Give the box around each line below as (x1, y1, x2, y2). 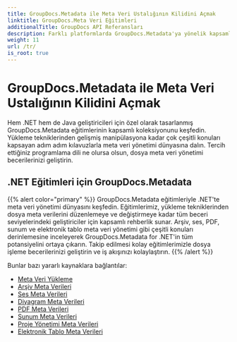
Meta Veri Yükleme (17, 274, 73, 283)
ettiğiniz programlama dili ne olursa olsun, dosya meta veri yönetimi (7, 148, 203, 157)
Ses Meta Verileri (17, 290, 68, 298)
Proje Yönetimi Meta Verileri (17, 319, 99, 328)
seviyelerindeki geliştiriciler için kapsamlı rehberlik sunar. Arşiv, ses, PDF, (7, 217, 220, 226)
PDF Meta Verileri (17, 305, 69, 313)
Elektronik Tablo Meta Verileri (17, 327, 104, 336)
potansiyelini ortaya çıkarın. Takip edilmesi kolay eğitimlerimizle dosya (7, 240, 211, 248)
